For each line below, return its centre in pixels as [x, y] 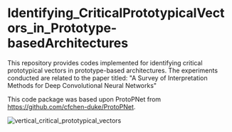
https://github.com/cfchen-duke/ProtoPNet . [72, 106]
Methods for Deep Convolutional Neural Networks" [82, 85]
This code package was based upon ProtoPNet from [84, 99]
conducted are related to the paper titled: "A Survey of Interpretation [107, 78]
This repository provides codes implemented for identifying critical [105, 62]
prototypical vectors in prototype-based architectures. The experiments [113, 70]
